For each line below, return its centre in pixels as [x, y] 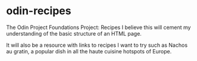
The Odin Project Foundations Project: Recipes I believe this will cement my [98, 27]
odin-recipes [39, 11]
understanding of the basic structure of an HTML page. [74, 33]
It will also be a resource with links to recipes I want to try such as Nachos [97, 45]
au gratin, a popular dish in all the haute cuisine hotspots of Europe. [89, 51]
